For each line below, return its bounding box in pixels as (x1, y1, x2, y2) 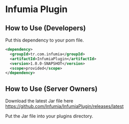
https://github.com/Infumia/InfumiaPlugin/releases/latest (5, 103, 124, 109)
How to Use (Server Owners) (5, 85, 98, 93)
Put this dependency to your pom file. (5, 37, 84, 43)
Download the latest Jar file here (5, 98, 74, 104)
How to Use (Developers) (5, 24, 86, 32)
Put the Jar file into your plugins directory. (5, 113, 93, 119)
